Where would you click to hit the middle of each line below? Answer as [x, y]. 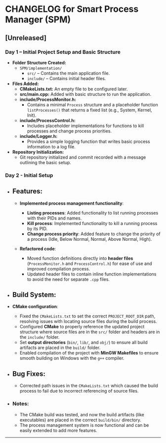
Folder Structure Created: [39, 62]
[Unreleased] [26, 38]
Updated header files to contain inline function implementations [92, 274]
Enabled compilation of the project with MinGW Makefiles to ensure [89, 353]
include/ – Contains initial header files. [66, 78]
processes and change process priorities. [69, 131]
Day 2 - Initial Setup [29, 175]
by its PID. [37, 228]
